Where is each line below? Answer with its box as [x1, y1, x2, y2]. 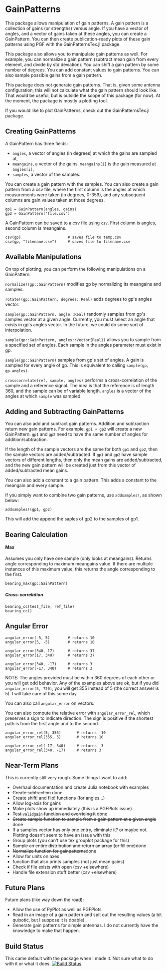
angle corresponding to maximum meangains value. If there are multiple [5, 560, 153, 566]
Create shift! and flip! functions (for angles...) [12, 795, 105, 801]
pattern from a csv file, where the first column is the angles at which [5, 186, 146, 192]
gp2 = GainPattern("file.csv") [5, 211, 70, 216]
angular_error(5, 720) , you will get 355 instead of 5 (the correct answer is [5, 685, 160, 691]
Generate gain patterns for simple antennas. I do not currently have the [12, 923, 159, 929]
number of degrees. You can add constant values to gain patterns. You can [5, 66, 160, 73]
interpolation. [5, 327, 32, 333]
